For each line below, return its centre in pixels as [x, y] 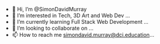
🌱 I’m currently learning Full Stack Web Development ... [80, 22]
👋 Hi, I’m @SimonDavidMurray [49, 9]
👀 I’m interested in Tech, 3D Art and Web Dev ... [71, 15]
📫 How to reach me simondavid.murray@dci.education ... [83, 35]
